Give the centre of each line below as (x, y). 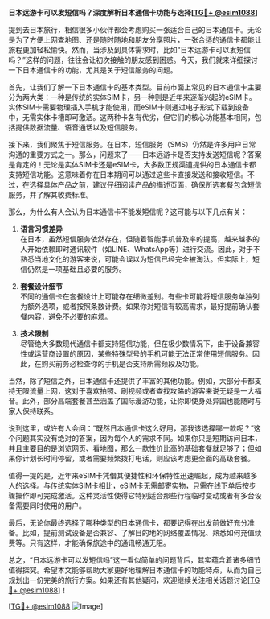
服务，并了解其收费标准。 (51, 195)
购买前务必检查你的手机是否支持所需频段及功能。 (122, 364)
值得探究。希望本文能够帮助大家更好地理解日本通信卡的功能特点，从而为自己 (135, 570)
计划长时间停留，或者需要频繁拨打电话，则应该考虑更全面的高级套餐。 (138, 458)
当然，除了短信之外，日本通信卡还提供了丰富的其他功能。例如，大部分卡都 (131, 381)
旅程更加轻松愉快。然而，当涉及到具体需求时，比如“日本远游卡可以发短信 (130, 50)
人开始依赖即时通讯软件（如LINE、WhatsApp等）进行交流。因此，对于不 (140, 249)
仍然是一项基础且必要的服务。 (76, 269)
